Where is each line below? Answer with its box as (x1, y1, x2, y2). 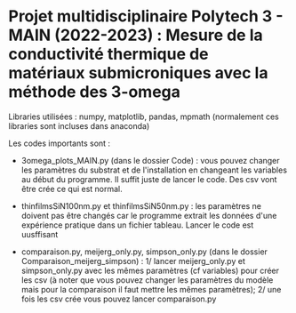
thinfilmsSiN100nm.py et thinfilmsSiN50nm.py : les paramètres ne (20, 200, 261, 211)
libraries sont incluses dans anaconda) (8, 120, 150, 131)
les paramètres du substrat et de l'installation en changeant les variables (20, 165, 288, 175)
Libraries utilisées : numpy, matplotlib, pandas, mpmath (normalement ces (8, 111, 279, 122)
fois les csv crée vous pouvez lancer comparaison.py (20, 293, 217, 304)
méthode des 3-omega (8, 82, 181, 102)
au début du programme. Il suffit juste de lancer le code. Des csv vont (20, 173, 277, 184)
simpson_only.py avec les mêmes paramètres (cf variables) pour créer (20, 265, 280, 276)
